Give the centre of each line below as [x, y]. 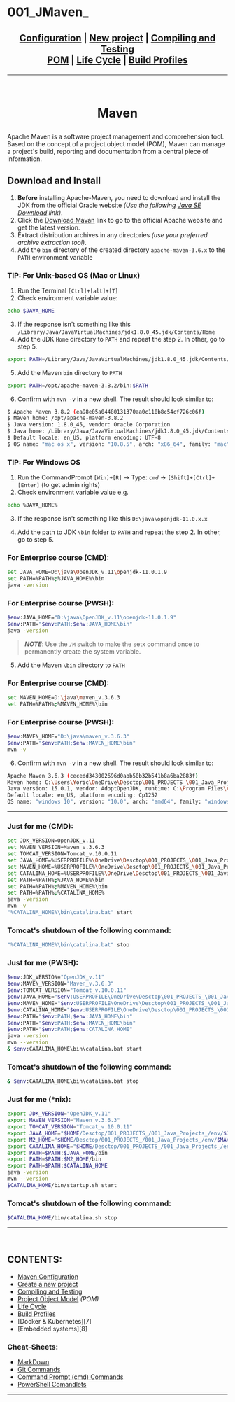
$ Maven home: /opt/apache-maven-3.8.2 [65, 418]
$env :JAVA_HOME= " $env [39, 997]
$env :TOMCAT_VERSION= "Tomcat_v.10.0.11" [67, 990]
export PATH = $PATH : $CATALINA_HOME [58, 1166]
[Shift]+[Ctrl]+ [191, 478]
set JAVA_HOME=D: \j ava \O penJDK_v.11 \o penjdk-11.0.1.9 [87, 572]
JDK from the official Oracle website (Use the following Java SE [109, 205]
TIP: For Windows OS [44, 462]
